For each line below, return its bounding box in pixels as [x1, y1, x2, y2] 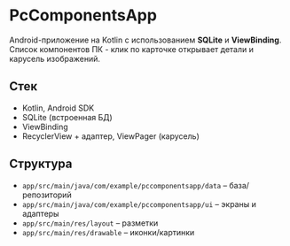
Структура [9, 157, 73, 172]
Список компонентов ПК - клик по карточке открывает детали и [9, 43, 255, 54]
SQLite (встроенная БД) [21, 111, 113, 122]
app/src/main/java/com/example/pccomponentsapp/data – [21, 180, 228, 190]
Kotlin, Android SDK [21, 103, 95, 113]
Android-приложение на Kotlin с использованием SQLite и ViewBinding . [9, 35, 282, 45]
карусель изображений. [9, 53, 100, 64]
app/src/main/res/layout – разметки [21, 218, 159, 228]
